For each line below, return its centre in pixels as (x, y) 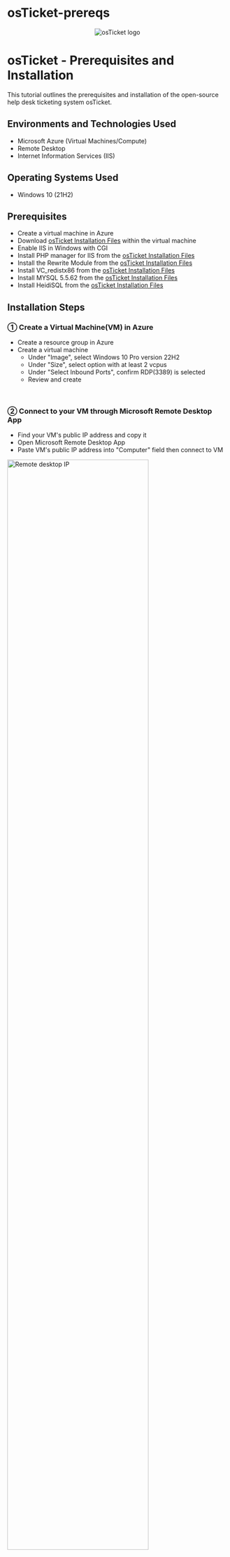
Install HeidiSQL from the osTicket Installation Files (90, 285)
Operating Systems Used (63, 178)
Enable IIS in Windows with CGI (63, 248)
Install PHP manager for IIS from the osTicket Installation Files (106, 256)
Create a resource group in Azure (65, 342)
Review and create (55, 379)
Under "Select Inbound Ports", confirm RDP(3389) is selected (116, 372)
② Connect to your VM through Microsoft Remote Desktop (110, 411)
